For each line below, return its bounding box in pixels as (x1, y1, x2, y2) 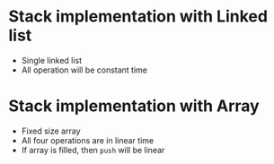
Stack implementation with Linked (8, 6, 269, 27)
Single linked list (21, 55, 83, 65)
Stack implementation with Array (8, 96, 260, 117)
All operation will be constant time (21, 65, 147, 75)
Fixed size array (21, 125, 82, 136)
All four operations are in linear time (21, 134, 155, 145)
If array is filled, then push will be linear (21, 144, 165, 155)
